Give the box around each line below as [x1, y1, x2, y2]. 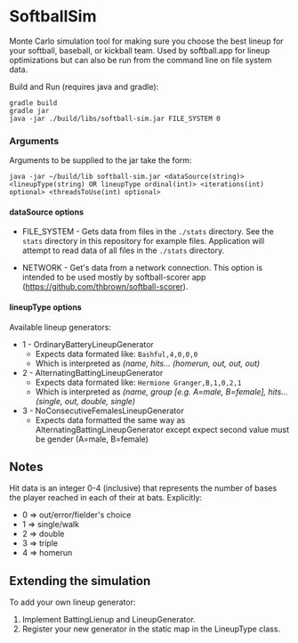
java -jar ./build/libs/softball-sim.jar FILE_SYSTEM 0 [9, 114, 221, 123]
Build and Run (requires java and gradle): [9, 81, 159, 92]
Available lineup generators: [9, 321, 111, 332]
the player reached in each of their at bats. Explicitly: [9, 492, 203, 503]
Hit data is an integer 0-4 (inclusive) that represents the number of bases [9, 483, 278, 493]
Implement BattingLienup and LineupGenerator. [21, 615, 196, 625]
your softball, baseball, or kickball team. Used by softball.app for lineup [9, 45, 270, 55]
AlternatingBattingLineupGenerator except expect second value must [35, 424, 289, 435]
